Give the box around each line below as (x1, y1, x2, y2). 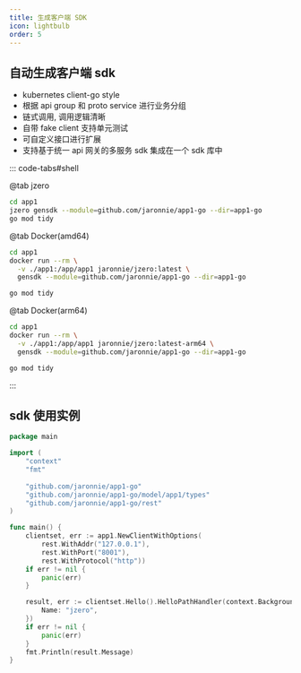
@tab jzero (9, 180, 50, 191)
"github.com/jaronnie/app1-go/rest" (25, 498, 163, 507)
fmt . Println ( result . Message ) (25, 647, 134, 657)
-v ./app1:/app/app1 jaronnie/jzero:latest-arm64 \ (17, 339, 215, 348)
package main (9, 432, 58, 442)
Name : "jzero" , (41, 606, 99, 615)
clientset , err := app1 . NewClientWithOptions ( (25, 531, 202, 540)
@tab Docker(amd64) (9, 230, 90, 241)
